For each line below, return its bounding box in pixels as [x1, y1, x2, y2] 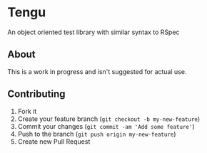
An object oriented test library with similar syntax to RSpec [7, 28, 180, 36]
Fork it [17, 107, 37, 115]
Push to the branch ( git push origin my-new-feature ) [17, 130, 176, 138]
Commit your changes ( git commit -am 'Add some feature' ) [17, 122, 195, 130]
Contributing [7, 88, 66, 100]
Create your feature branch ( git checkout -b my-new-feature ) [17, 115, 201, 123]
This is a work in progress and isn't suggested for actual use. [7, 67, 187, 75]
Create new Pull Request [17, 137, 91, 146]
